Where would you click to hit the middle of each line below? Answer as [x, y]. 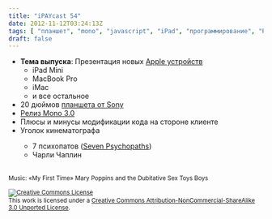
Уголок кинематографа [60, 131]
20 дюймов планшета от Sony [72, 105]
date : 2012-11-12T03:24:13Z [56, 24]
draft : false [30, 39]
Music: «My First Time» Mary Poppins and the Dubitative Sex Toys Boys [108, 178]
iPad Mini [47, 71]
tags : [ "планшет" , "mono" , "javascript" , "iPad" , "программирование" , [132, 31]
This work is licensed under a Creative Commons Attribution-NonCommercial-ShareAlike [132, 201]
